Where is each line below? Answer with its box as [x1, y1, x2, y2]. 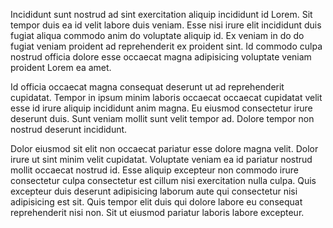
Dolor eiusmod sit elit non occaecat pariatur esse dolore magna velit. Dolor [10, 143, 319, 154]
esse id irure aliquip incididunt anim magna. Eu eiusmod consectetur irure [10, 102, 313, 114]
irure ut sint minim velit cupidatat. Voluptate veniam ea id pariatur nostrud [10, 154, 313, 165]
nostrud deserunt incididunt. [10, 124, 128, 135]
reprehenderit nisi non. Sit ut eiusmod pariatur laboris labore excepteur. [10, 207, 305, 218]
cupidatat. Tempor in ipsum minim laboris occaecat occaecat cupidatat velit [10, 92, 323, 103]
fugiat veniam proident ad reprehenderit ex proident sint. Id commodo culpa [10, 40, 323, 52]
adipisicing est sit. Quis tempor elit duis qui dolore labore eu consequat [10, 196, 303, 208]
